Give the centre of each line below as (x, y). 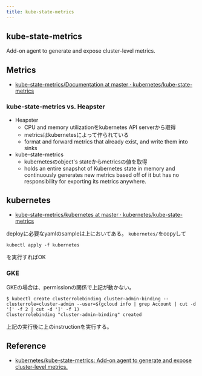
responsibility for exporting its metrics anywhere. (85, 181)
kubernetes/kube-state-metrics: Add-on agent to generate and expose (103, 360)
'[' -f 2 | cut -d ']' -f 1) (43, 309)
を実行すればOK (26, 257)
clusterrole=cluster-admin (40, 304)
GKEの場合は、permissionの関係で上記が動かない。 (70, 287)
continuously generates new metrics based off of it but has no (102, 175)
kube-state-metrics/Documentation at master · (73, 85)
